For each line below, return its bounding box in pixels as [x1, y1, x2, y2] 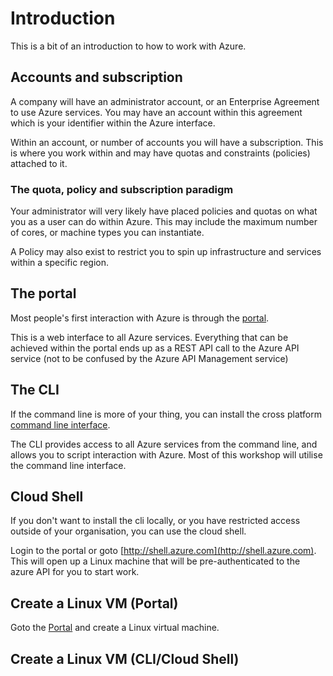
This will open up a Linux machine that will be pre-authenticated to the [10, 555, 301, 567]
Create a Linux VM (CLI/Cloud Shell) [10, 650, 240, 667]
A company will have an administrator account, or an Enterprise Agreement [10, 95, 320, 107]
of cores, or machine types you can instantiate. [10, 227, 205, 239]
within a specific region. [10, 257, 110, 269]
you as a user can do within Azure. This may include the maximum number [10, 216, 318, 228]
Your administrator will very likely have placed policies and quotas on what [10, 205, 318, 217]
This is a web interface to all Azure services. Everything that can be [10, 331, 289, 343]
